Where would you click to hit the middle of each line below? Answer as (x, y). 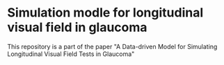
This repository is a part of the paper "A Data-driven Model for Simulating (112, 46)
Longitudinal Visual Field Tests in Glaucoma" (71, 54)
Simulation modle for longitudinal (105, 13)
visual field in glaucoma (77, 27)
